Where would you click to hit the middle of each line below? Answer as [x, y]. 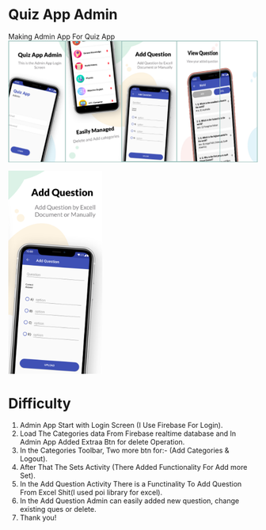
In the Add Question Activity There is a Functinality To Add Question [131, 484]
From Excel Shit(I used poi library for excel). [91, 493]
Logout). [34, 459]
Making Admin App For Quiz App [62, 36]
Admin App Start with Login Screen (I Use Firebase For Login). [121, 426]
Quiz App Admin [63, 15]
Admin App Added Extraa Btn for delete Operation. [102, 442]
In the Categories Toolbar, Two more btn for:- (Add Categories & [124, 450]
